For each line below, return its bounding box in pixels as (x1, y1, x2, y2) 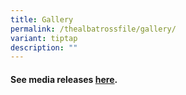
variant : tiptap (10, 33, 78, 43)
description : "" (10, 42, 78, 53)
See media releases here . (10, 73, 118, 85)
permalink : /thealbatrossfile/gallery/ (10, 24, 177, 34)
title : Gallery (10, 14, 74, 25)
